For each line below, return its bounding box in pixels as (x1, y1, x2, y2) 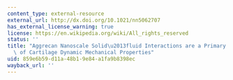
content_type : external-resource (7, 10, 105, 17)
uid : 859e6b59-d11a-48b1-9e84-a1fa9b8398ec (7, 56, 136, 63)
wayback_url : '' (7, 62, 54, 69)
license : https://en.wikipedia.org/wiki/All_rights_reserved (7, 29, 189, 37)
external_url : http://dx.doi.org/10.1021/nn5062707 (7, 17, 160, 24)
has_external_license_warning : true (7, 23, 114, 30)
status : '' (7, 36, 39, 43)
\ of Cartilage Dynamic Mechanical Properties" (13, 49, 155, 56)
